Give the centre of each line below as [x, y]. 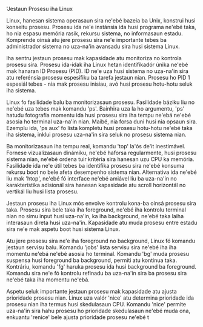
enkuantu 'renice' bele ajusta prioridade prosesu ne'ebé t [78, 317]
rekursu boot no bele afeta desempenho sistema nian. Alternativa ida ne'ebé [101, 172]
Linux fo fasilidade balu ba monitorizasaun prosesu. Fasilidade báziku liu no [101, 102]
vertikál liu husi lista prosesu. [42, 191]
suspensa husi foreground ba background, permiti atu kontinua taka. [92, 260]
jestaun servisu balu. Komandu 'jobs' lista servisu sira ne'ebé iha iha [92, 247]
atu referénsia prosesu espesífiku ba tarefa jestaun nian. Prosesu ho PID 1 [98, 77]
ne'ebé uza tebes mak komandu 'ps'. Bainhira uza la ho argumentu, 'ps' [95, 108]
